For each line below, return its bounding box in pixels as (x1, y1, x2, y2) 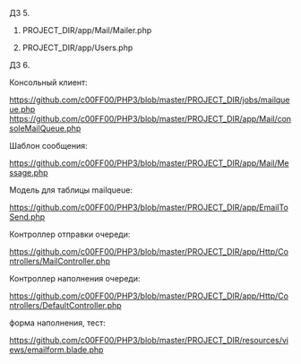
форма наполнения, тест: (9, 317, 106, 328)
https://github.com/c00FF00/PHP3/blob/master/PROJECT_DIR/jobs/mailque (9, 94, 290, 105)
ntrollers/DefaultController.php (9, 300, 123, 310)
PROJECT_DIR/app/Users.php (21, 42, 133, 53)
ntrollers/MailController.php (9, 256, 110, 266)
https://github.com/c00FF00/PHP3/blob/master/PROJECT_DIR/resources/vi (9, 335, 289, 345)
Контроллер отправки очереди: (9, 229, 131, 239)
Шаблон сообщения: (9, 141, 88, 151)
